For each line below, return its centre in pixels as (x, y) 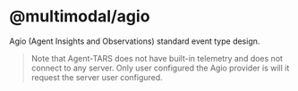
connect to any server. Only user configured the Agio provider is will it (160, 68)
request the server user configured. (97, 77)
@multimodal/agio (80, 17)
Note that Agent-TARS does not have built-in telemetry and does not (157, 58)
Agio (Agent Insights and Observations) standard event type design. (135, 41)
